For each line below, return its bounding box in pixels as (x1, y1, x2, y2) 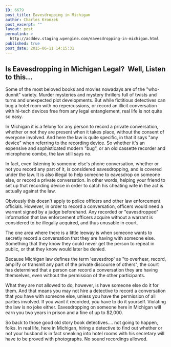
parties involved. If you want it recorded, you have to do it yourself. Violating (5, 299, 166, 305)
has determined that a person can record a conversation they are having (5, 267, 158, 273)
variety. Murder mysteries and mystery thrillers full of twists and (22, 92, 157, 98)
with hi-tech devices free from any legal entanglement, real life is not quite (5, 108, 162, 114)
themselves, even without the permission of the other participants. (5, 273, 145, 279)
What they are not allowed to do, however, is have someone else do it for (5, 282, 159, 288)
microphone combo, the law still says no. (5, 151, 92, 157)
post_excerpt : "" (5, 22, 42, 27)
